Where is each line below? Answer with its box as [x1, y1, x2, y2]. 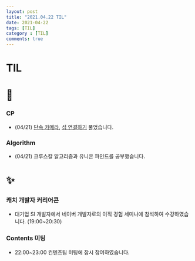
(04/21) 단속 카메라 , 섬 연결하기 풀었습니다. [14, 123, 114, 130]
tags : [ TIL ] [6, 25, 35, 31]
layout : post [6, 8, 38, 15]
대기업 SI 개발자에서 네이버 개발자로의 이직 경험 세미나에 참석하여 [14, 210, 164, 218]
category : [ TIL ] [6, 31, 49, 37]
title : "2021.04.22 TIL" [6, 14, 67, 20]
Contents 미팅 [6, 234, 46, 242]
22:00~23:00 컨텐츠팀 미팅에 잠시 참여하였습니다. [14, 249, 130, 256]
